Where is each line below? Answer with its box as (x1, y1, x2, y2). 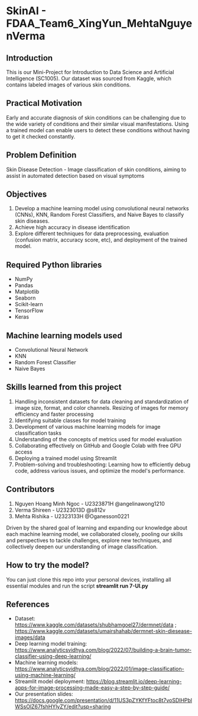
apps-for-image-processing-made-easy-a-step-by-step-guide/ (14, 684, 170, 691)
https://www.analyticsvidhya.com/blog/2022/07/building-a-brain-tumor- (14, 647, 192, 654)
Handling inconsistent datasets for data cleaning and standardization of (14, 398, 189, 405)
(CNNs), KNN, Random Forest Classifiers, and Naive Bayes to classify (14, 211, 184, 219)
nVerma (6, 30, 46, 43)
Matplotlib (14, 288, 40, 296)
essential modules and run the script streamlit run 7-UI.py (6, 582, 149, 589)
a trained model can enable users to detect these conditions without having (6, 126, 190, 134)
